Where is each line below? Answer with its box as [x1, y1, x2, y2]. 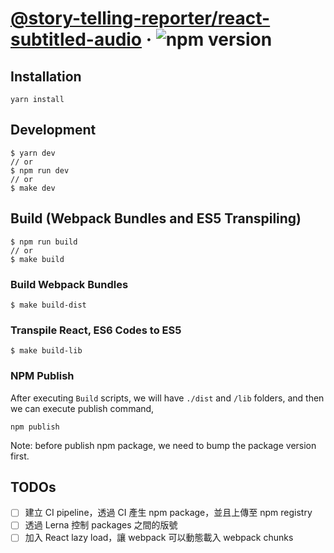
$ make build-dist [10, 300, 87, 310]
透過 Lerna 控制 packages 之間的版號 [24, 519, 178, 531]
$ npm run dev [10, 165, 70, 176]
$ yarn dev [10, 148, 56, 158]
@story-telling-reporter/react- [10, 7, 271, 30]
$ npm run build [10, 237, 78, 247]
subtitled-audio [10, 28, 143, 51]
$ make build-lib [10, 346, 83, 356]
